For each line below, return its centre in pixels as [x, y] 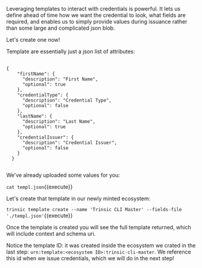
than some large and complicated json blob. [61, 28]
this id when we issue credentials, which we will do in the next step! [90, 258]
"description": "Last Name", [59, 122]
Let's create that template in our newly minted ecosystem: [78, 198]
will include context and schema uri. [51, 234]
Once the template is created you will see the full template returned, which [99, 227]
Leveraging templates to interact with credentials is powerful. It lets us [93, 9]
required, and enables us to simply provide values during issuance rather [97, 21]
